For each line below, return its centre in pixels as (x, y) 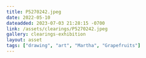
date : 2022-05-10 (28, 18)
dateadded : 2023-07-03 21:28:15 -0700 (56, 23)
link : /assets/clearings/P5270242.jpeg (57, 29)
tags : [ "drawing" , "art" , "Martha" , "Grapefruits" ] (73, 46)
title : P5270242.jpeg (34, 12)
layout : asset (24, 40)
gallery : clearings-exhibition (46, 34)
